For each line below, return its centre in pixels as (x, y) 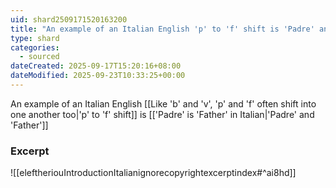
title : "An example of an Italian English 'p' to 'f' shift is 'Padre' (162, 29)
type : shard (35, 38)
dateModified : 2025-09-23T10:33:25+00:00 (98, 76)
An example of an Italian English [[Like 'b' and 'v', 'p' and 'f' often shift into (163, 103)
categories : (35, 47)
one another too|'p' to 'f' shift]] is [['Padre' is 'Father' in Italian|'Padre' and (162, 114)
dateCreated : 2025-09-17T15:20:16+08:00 (96, 66)
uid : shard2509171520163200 (69, 19)
